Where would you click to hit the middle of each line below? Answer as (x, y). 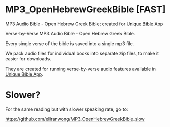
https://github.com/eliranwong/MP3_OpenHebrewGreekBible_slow (75, 119)
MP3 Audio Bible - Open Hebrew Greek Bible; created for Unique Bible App (84, 24)
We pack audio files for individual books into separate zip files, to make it (82, 53)
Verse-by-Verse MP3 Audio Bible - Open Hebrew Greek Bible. (70, 33)
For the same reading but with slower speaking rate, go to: (67, 109)
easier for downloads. (28, 59)
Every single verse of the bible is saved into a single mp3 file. (70, 43)
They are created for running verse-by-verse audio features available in (80, 69)
